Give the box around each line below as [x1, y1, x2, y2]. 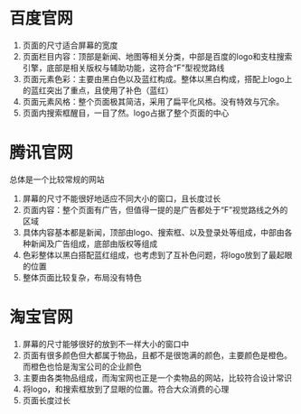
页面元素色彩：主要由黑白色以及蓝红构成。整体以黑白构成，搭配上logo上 [22, 73, 293, 84]
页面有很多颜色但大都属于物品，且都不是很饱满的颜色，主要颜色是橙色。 [22, 349, 292, 361]
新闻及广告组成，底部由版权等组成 [30, 238, 158, 249]
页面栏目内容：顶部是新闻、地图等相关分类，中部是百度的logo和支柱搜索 [22, 51, 293, 61]
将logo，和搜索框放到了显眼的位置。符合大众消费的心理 [22, 383, 230, 394]
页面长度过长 [22, 394, 71, 406]
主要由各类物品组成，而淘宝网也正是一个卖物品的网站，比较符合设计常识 [22, 372, 292, 383]
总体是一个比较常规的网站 [9, 173, 105, 185]
